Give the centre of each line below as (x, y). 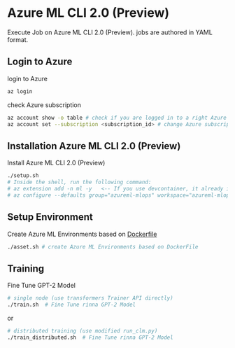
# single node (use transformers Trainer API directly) (90, 298)
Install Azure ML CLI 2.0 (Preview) (56, 163)
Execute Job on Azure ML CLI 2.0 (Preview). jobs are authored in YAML (110, 32)
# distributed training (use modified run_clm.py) (83, 330)
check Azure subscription (44, 105)
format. (18, 39)
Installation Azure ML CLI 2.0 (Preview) (94, 146)
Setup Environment (50, 217)
